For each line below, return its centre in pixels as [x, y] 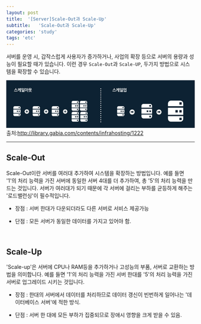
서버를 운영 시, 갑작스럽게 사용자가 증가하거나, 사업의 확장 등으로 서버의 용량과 [97, 56]
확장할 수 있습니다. [39, 71]
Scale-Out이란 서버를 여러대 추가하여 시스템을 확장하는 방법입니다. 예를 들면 [95, 173]
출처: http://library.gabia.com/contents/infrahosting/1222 [75, 133]
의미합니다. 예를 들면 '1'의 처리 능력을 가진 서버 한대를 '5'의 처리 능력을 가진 [105, 274]
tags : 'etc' [21, 38]
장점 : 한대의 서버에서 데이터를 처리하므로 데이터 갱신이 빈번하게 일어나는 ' [101, 295]
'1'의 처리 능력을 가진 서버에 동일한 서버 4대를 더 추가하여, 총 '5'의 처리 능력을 [96, 181]
